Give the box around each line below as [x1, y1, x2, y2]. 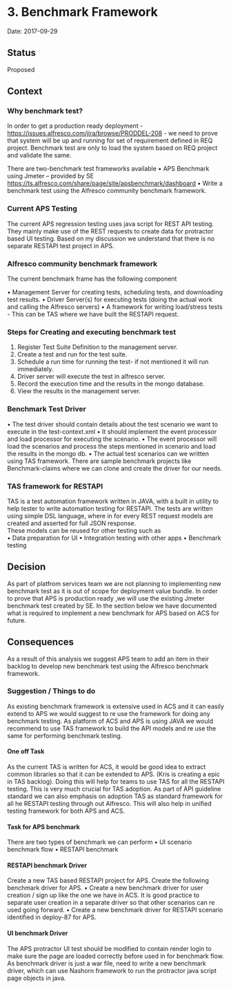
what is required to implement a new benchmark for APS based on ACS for [7, 609, 219, 617]
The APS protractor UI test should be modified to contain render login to [7, 944, 212, 952]
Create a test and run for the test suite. [17, 350, 128, 359]
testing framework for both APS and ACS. [7, 807, 125, 816]
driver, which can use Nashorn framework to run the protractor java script [7, 966, 217, 974]
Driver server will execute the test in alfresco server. [17, 373, 166, 381]
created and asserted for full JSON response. [7, 519, 137, 527]
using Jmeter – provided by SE [7, 172, 94, 180]
